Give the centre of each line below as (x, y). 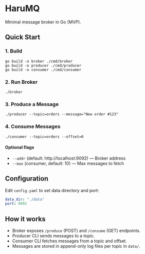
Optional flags (20, 147)
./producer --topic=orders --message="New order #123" (62, 114)
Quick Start (23, 37)
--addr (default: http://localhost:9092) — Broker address (69, 158)
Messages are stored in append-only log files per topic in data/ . (76, 246)
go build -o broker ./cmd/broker (39, 61)
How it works (25, 219)
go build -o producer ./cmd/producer (43, 65)
